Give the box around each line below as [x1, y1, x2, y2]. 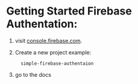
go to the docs [14, 71, 51, 78]
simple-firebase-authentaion [20, 60, 94, 66]
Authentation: [6, 17, 78, 31]
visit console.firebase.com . [14, 37, 83, 44]
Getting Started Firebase [6, 4, 133, 18]
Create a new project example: [14, 48, 92, 56]
